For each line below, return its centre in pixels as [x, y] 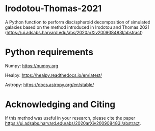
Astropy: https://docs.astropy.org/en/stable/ [50, 85]
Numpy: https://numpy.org [32, 65]
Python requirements [49, 52]
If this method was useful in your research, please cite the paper [70, 118]
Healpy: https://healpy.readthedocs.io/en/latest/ [53, 75]
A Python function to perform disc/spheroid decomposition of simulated [78, 22]
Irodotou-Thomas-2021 [53, 9]
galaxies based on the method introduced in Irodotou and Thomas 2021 [77, 27]
